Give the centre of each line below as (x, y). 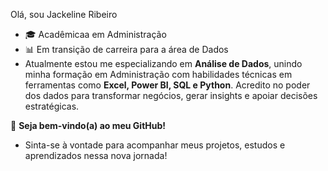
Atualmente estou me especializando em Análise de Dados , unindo (163, 63)
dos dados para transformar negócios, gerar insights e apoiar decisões (171, 95)
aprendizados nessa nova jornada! (96, 155)
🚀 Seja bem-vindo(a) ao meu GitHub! (88, 125)
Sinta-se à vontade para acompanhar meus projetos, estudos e (155, 145)
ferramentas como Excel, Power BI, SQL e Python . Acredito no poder (167, 85)
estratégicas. (52, 106)
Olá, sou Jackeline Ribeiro (64, 14)
